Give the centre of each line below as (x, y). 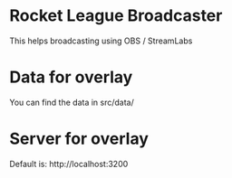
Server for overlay (79, 139)
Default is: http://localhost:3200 (69, 164)
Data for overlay (71, 77)
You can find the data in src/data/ (72, 102)
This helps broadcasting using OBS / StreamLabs (101, 41)
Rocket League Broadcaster (116, 16)
